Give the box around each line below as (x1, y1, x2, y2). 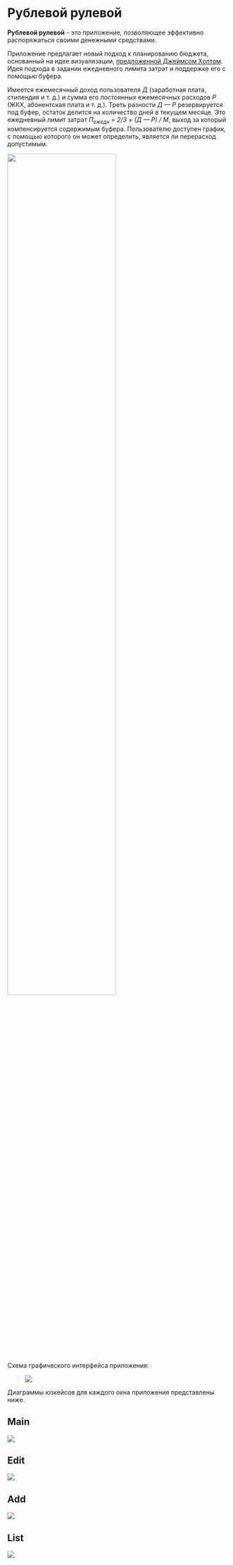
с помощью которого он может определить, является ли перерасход (7, 132, 216, 140)
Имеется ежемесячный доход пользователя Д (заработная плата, (7, 85, 207, 94)
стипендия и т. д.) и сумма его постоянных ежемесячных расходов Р (7, 93, 217, 101)
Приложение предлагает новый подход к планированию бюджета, (7, 49, 209, 58)
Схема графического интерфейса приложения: (7, 1361, 149, 1369)
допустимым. (7, 139, 48, 148)
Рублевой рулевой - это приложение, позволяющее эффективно (7, 28, 204, 37)
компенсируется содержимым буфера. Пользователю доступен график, (7, 125, 227, 133)
